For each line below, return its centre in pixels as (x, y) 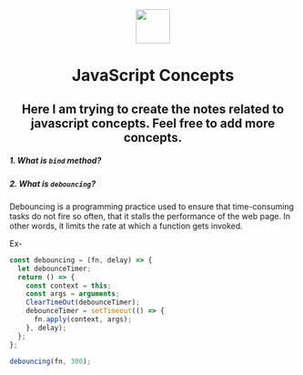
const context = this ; (69, 286)
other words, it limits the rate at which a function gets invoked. (126, 226)
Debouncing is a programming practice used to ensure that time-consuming (151, 206)
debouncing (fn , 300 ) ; (50, 361)
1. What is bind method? (56, 161)
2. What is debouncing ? (53, 183)
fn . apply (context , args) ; (82, 319)
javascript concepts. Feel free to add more (153, 123)
